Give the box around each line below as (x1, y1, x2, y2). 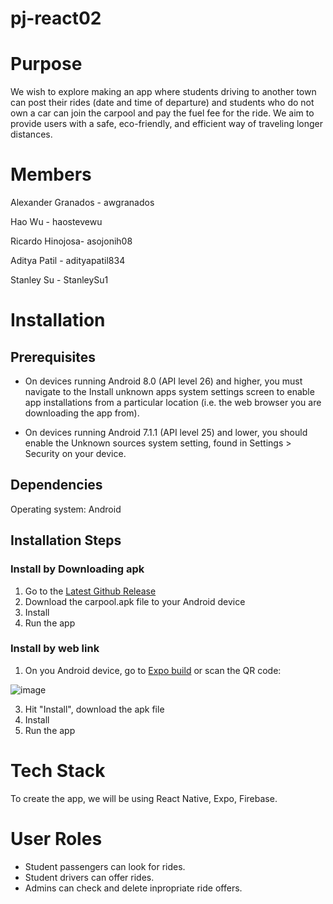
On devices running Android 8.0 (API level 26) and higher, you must (24, 375, 303, 387)
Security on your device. (24, 448, 127, 460)
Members (10, 163, 92, 186)
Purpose (10, 53, 83, 76)
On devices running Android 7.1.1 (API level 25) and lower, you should (24, 427, 308, 439)
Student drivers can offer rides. (24, 871, 155, 883)
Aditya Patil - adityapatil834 (10, 255, 126, 267)
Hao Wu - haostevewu (10, 216, 103, 228)
